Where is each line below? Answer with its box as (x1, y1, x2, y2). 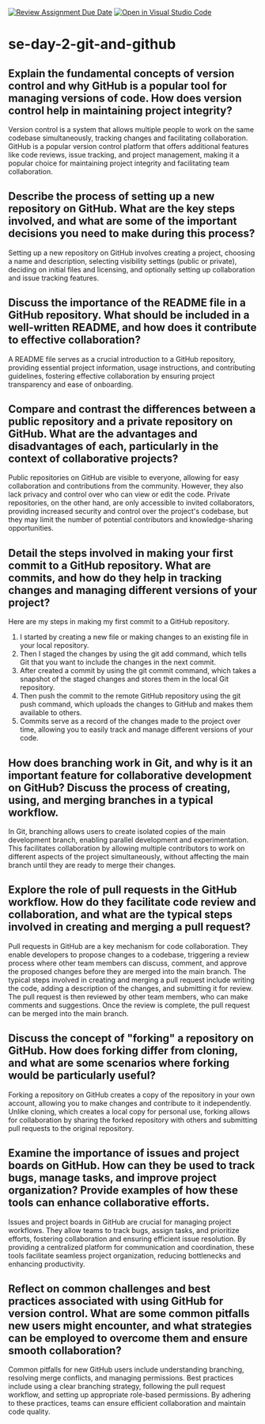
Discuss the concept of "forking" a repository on (8, 1032, 255, 1045)
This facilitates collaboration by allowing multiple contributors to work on (8, 843, 245, 853)
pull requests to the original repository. (8, 1123, 134, 1133)
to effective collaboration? (8, 333, 141, 347)
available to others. (19, 708, 82, 718)
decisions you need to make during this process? (8, 227, 256, 241)
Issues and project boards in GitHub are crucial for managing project (8, 1216, 232, 1227)
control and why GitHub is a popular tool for (8, 79, 228, 93)
